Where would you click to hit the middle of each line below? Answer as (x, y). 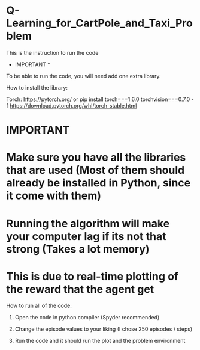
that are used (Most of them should (96, 170)
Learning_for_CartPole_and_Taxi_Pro (99, 23)
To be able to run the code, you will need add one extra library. (84, 76)
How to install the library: (37, 87)
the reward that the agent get (80, 289)
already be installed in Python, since (99, 183)
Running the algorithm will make (88, 223)
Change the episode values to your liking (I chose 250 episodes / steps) (104, 329)
